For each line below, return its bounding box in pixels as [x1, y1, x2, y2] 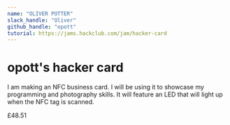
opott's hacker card [7, 60, 124, 75]
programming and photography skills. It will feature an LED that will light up [7, 90, 224, 98]
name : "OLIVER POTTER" [7, 10, 73, 17]
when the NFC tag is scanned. [7, 98, 94, 106]
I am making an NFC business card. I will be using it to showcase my [7, 83, 205, 91]
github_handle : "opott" [7, 23, 77, 30]
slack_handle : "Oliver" [7, 17, 77, 24]
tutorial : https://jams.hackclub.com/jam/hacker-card [7, 29, 168, 37]
